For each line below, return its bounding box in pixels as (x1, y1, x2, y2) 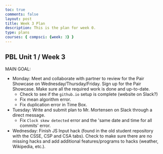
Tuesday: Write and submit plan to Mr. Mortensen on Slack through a (12, 107, 153, 113)
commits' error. (19, 123, 51, 128)
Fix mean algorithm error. (19, 96, 72, 102)
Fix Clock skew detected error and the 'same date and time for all (19, 117, 152, 123)
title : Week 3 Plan (5, 21, 45, 26)
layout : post (5, 16, 32, 21)
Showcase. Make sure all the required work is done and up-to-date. (12, 86, 150, 92)
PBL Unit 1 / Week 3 (5, 53, 66, 62)
